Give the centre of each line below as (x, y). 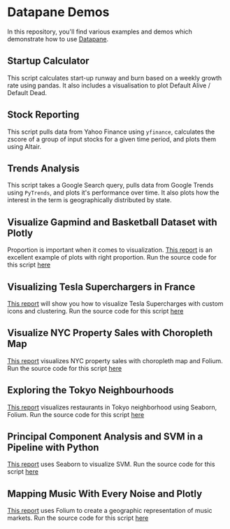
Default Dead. (27, 92)
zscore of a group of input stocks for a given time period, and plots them (112, 139)
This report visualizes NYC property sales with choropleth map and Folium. (115, 360)
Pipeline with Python (53, 447)
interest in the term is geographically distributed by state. (90, 200)
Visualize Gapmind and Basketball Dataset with (113, 222)
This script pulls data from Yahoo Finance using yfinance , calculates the (111, 132)
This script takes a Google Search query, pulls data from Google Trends (110, 185)
